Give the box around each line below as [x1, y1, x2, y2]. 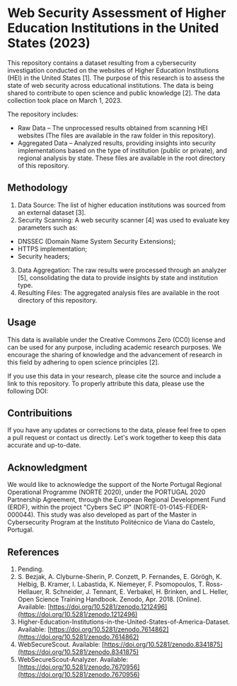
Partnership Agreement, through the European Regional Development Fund [7, 495, 226, 504]
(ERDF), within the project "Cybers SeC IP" [7, 503, 132, 512]
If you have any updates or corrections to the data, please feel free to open [7, 426, 226, 434]
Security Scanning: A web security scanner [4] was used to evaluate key [17, 215, 230, 224]
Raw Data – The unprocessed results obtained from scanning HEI [17, 123, 208, 132]
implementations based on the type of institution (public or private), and [17, 146, 228, 154]
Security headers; [17, 252, 70, 260]
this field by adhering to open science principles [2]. [7, 358, 160, 366]
